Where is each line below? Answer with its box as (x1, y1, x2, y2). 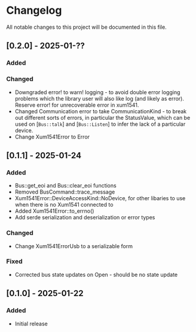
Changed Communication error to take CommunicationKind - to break (14, 107, 187, 114)
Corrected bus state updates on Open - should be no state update (14, 271, 178, 278)
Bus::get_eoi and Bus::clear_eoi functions (14, 182, 117, 189)
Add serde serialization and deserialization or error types (14, 214, 155, 221)
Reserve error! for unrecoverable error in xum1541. (14, 101, 139, 108)
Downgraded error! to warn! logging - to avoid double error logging (14, 88, 180, 96)
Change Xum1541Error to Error (14, 133, 90, 140)
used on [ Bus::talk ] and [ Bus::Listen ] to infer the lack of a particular (14, 120, 186, 128)
